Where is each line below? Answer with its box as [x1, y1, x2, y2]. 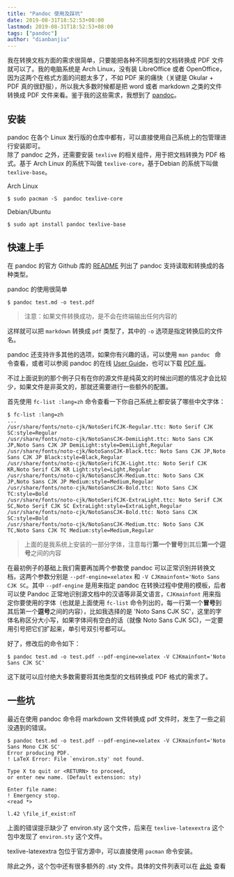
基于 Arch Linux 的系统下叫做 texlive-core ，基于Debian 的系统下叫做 [19, 159, 219, 167]
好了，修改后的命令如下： [7, 639, 81, 648]
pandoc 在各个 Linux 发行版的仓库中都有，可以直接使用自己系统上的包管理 [7, 133, 221, 141]
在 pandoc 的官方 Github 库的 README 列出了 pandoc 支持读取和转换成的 [7, 261, 219, 270]
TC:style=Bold [7, 490, 49, 497]
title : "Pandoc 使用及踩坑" [7, 10, 84, 17]
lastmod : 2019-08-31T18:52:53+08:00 [7, 23, 114, 30]
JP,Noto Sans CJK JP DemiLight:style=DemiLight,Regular [7, 442, 173, 449]
